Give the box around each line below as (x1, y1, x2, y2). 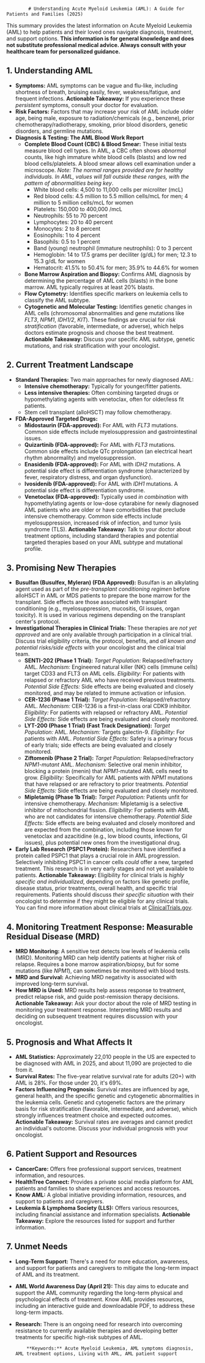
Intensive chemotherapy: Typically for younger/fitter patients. (24, 383, 182, 390)
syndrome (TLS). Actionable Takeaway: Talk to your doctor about (24, 525, 192, 532)
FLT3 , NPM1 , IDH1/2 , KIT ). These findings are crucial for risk (24, 316, 176, 323)
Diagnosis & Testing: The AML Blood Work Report (15, 133, 144, 141)
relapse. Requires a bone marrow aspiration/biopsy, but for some (15, 961, 179, 968)
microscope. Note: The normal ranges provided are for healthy (24, 166, 184, 174)
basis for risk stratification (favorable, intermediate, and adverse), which (15, 1105, 198, 1113)
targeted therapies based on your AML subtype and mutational (24, 539, 183, 546)
